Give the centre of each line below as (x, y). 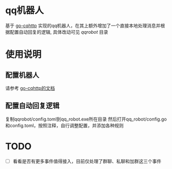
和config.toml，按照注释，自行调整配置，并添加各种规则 (65, 125)
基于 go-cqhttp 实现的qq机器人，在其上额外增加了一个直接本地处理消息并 (83, 26)
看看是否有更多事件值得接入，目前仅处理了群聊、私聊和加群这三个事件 (87, 161)
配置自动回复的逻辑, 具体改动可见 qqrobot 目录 (59, 32)
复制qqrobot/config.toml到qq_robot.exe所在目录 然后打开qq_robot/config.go (86, 119)
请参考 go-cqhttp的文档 (30, 88)
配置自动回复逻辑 (32, 106)
